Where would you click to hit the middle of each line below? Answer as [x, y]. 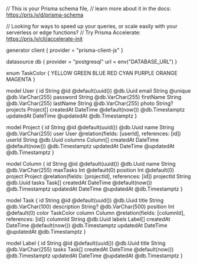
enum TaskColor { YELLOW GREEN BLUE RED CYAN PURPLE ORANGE [92, 73]
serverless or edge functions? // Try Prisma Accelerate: [73, 32]
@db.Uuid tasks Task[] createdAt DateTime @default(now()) [79, 183]
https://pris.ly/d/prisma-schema [45, 15]
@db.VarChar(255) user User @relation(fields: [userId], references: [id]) [93, 133]
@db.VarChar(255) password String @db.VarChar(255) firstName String [94, 97]
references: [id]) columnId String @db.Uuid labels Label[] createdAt [88, 219]
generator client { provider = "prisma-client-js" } [65, 50]
